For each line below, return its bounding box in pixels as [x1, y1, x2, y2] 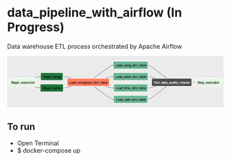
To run [7, 120, 36, 132]
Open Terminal [16, 139, 60, 147]
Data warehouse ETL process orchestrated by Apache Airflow [7, 42, 183, 50]
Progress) [7, 19, 65, 35]
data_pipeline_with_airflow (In [7, 5, 183, 21]
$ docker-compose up [16, 147, 81, 155]
